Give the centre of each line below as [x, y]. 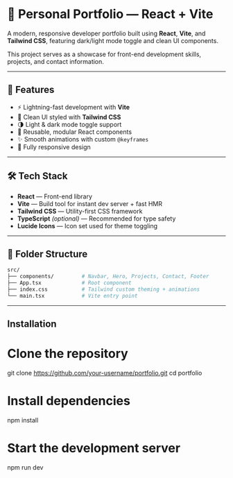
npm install [23, 420]
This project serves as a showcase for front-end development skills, [104, 54]
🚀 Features [31, 90]
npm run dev [25, 467]
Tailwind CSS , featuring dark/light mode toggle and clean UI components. [113, 40]
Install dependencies [69, 401]
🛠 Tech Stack [37, 176]
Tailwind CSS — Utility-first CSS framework [80, 211]
